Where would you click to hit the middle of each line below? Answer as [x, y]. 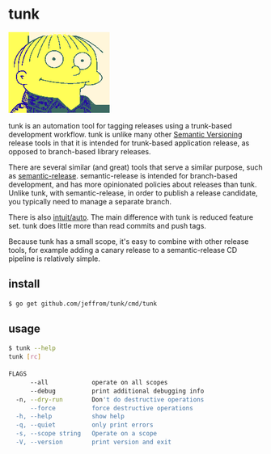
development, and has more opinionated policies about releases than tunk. [133, 184]
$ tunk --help [32, 348]
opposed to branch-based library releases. [80, 151]
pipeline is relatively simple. [55, 259]
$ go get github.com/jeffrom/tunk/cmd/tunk [83, 304]
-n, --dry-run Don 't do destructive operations [110, 399]
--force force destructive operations [112, 408]
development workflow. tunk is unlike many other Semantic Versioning [125, 134]
